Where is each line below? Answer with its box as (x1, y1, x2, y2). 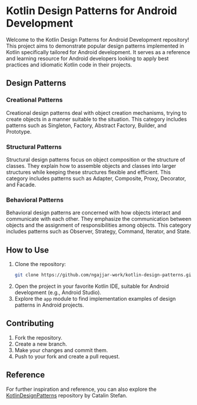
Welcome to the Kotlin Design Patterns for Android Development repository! (6, 36, 189, 43)
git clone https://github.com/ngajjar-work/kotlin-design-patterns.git (14, 272, 194, 278)
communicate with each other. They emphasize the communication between (6, 215, 192, 223)
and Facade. (6, 181, 36, 188)
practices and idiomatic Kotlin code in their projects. (6, 61, 132, 68)
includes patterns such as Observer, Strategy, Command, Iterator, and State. (6, 228, 191, 235)
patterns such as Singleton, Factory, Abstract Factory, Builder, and (6, 122, 167, 129)
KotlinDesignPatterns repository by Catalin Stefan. (6, 391, 128, 399)
